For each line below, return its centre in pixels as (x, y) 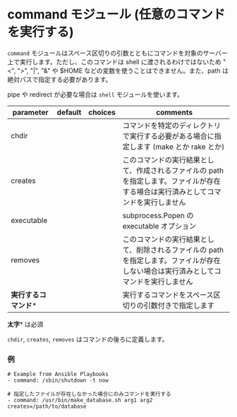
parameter (30, 112)
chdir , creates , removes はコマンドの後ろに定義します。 (88, 339)
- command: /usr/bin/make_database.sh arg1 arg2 (80, 400)
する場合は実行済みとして (165, 191)
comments (174, 112)
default (69, 112)
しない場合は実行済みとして (168, 271)
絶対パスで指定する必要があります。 (60, 79)
